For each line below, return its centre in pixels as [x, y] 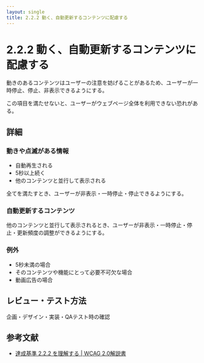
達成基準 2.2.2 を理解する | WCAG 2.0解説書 [71, 353]
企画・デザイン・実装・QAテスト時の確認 [58, 317]
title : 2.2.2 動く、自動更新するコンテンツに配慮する [67, 18]
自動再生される [34, 166]
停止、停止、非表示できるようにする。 [59, 90]
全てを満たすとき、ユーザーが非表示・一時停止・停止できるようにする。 [97, 194]
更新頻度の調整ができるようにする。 [62, 233]
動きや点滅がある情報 [37, 151]
